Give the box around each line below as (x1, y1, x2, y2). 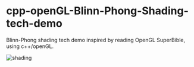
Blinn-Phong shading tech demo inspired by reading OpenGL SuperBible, (6, 36, 186, 43)
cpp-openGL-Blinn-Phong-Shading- (6, 4, 189, 18)
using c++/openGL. (6, 43, 54, 50)
